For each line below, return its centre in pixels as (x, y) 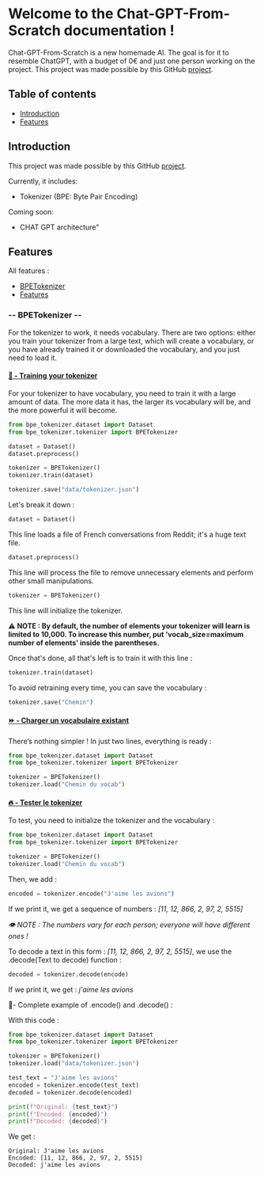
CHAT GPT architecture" (59, 227)
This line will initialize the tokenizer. (66, 610)
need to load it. (33, 358)
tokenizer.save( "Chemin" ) (51, 702)
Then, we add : (32, 879)
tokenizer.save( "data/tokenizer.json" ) (74, 490)
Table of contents (52, 95)
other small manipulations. (51, 581)
